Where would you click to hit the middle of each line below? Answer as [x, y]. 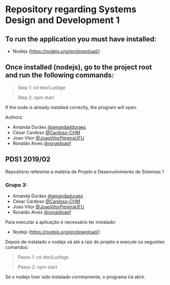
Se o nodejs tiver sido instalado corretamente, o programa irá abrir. [75, 277]
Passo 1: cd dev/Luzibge [43, 257]
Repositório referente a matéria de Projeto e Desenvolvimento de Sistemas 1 [84, 171]
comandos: [17, 247]
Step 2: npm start [36, 97]
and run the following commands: [60, 75]
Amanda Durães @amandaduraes [48, 196]
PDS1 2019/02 [28, 159]
